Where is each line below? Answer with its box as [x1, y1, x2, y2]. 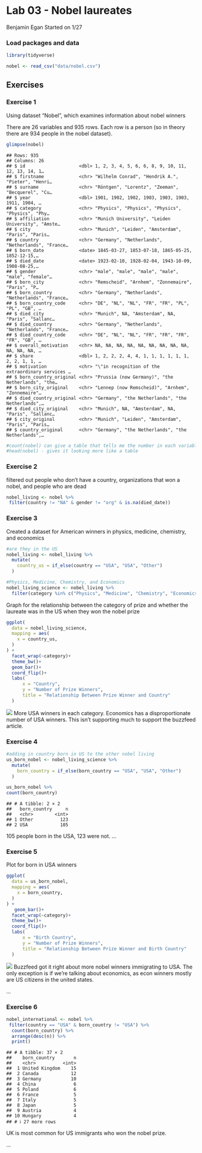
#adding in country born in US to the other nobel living [6, 751, 155, 757]
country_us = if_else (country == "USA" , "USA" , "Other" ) [17, 563, 163, 569]
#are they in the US [6, 546, 58, 552]
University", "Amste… [6, 221, 61, 227]
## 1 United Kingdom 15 [6, 1066, 77, 1072]
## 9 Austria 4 [6, 1108, 77, 1114]
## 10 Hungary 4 [6, 1113, 77, 1119]
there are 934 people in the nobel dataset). [6, 130, 113, 137]
